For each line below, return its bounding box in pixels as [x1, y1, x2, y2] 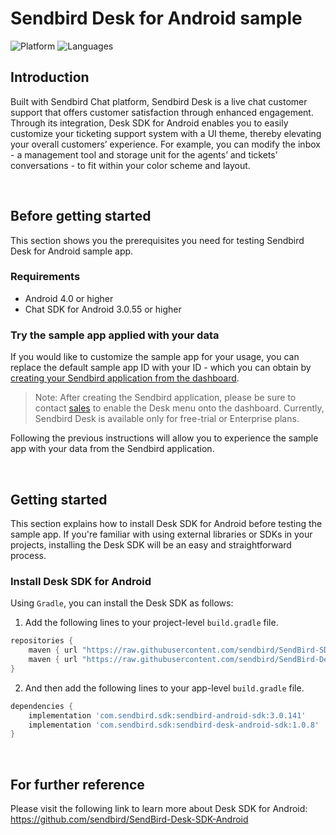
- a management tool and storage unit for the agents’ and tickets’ [10, 148, 278, 161]
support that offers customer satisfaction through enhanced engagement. [10, 106, 314, 118]
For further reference [10, 776, 145, 793]
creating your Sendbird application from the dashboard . [10, 372, 240, 384]
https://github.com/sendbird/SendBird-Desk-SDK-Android [10, 813, 249, 826]
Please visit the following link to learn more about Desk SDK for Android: [10, 803, 308, 815]
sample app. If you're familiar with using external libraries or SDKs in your [10, 528, 313, 540]
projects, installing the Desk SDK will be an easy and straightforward [10, 538, 292, 551]
